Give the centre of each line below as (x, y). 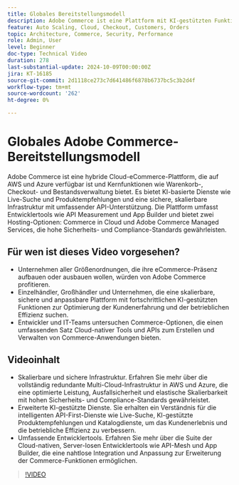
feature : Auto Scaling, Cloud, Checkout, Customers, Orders (99, 27)
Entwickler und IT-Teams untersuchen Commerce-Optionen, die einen (120, 322)
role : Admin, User (34, 41)
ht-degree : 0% (28, 101)
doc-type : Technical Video (47, 54)
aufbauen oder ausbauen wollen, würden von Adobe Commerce (112, 277)
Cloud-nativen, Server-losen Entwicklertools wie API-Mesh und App (117, 445)
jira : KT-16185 (30, 73)
